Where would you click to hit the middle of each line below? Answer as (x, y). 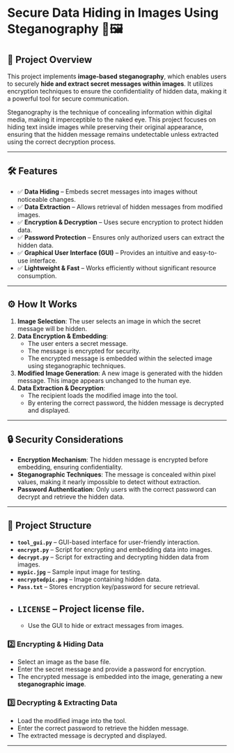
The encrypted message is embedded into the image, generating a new (120, 677)
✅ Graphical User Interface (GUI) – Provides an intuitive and (104, 252)
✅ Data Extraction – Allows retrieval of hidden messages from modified (120, 207)
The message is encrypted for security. (84, 351)
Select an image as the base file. (64, 662)
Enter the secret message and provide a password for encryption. (112, 669)
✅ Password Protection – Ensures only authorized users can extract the (121, 237)
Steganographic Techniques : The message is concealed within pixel (116, 475)
